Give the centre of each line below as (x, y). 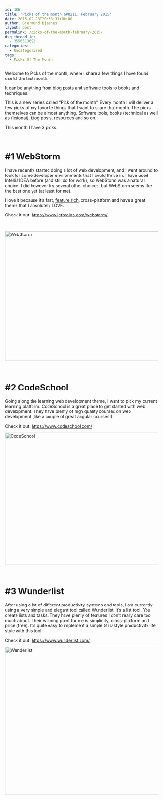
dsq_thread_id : (20, 37)
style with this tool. (24, 631)
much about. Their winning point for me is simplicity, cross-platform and (77, 621)
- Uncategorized (26, 50)
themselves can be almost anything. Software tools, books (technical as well (81, 113)
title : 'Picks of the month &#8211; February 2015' (58, 14)
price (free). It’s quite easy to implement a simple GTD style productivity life (81, 626)
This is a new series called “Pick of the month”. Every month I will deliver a (79, 102)
